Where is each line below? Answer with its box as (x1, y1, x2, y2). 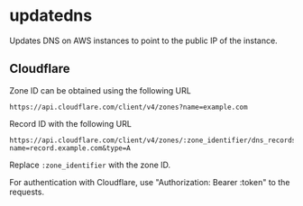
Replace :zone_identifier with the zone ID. (9, 159, 171, 170)
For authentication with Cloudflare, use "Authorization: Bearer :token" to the (9, 176, 290, 187)
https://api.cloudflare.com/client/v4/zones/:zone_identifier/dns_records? (9, 136, 300, 145)
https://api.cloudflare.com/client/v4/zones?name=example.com (9, 103, 248, 112)
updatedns (9, 5, 93, 26)
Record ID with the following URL (9, 118, 133, 129)
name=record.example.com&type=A (9, 143, 131, 153)
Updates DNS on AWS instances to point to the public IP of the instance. (9, 35, 278, 46)
